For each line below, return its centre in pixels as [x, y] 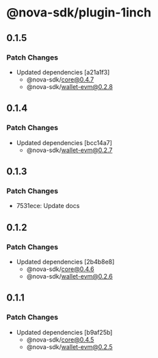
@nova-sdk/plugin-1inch [79, 13]
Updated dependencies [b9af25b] [64, 332]
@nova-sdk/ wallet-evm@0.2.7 [69, 150]
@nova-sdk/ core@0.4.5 [60, 340]
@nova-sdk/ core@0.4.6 [60, 269]
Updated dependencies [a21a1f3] [63, 72]
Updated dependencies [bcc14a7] [64, 142]
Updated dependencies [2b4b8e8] [65, 261]
